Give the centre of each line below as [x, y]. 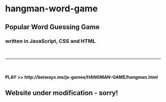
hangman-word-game [51, 9]
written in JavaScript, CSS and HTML [50, 41]
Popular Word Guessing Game [52, 27]
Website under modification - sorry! [62, 93]
